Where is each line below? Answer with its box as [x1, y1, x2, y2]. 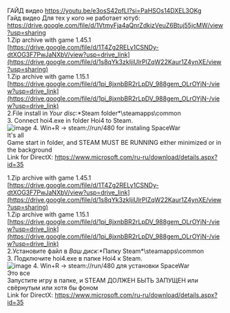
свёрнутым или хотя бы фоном [7, 283, 98, 292]
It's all [7, 131, 24, 139]
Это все [7, 269, 30, 277]
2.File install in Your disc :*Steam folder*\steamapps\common [7, 109, 181, 117]
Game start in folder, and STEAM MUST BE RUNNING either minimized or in [7, 139, 222, 146]
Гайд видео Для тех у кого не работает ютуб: [7, 14, 140, 22]
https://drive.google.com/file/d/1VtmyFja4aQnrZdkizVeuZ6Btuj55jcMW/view [7, 21, 224, 29]
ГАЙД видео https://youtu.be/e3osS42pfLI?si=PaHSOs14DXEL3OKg [7, 7, 202, 14]
